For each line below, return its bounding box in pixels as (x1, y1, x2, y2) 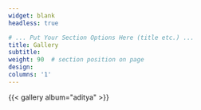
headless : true (8, 19, 59, 27)
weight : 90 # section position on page (8, 56, 145, 64)
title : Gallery (8, 41, 59, 49)
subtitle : (8, 49, 41, 57)
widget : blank (8, 11, 56, 20)
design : (8, 63, 34, 72)
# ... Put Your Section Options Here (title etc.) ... (8, 33, 195, 41)
